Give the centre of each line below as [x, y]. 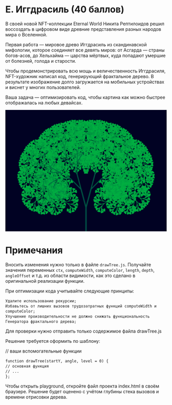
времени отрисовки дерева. [36, 397]
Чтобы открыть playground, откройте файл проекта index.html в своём [82, 386]
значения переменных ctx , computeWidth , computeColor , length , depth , [80, 270]
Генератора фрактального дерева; [41, 321]
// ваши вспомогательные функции [44, 351]
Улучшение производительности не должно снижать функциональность [78, 316]
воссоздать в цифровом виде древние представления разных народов [83, 29]
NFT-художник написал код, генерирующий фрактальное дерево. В [80, 76]
